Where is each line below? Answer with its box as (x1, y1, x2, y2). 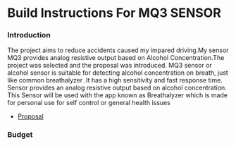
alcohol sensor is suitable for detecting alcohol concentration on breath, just (7, 68, 229, 77)
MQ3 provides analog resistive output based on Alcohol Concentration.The (7, 54, 225, 62)
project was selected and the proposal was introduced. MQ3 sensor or (7, 61, 213, 70)
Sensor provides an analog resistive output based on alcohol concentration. (7, 83, 227, 92)
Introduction (7, 30, 51, 40)
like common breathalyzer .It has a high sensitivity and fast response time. (7, 76, 223, 85)
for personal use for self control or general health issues (7, 99, 170, 107)
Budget (7, 130, 33, 140)
